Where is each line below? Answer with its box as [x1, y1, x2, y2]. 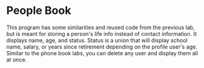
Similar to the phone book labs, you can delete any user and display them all [6, 49, 199, 56]
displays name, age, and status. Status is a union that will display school [6, 36, 188, 44]
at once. [6, 56, 27, 63]
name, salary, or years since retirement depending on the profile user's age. [6, 43, 197, 50]
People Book [6, 4, 71, 18]
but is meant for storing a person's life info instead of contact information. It [6, 30, 197, 37]
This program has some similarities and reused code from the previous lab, [6, 24, 195, 31]
